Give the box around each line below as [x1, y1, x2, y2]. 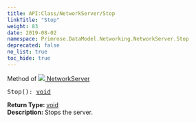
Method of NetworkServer [7, 74, 90, 82]
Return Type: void [7, 100, 59, 109]
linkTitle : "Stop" [7, 16, 60, 23]
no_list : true [7, 49, 48, 56]
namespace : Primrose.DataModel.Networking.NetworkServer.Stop [7, 36, 189, 43]
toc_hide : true [7, 55, 51, 62]
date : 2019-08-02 [7, 29, 57, 36]
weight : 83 [7, 23, 39, 30]
